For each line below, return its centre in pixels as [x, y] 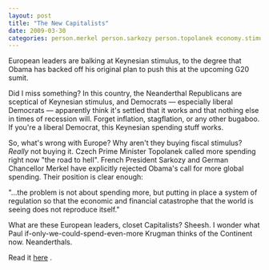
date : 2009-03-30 [37, 30]
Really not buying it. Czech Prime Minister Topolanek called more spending [132, 151]
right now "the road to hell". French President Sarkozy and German [118, 160]
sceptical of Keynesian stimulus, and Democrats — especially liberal [121, 102]
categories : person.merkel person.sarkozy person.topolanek [111, 38]
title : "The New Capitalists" [59, 23]
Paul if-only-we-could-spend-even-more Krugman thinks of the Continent [130, 234]
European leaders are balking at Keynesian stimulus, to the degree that [125, 61]
